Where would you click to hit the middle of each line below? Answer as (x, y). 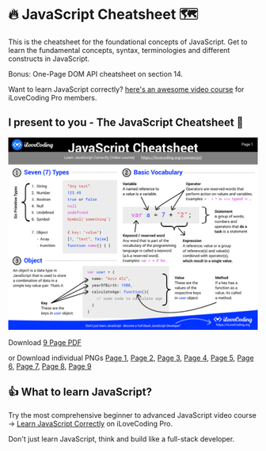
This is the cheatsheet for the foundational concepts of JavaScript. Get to (128, 42)
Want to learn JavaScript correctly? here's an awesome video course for (126, 89)
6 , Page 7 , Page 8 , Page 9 (50, 366)
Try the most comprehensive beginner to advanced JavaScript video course (133, 415)
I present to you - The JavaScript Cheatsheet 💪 (126, 123)
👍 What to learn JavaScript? (80, 392)
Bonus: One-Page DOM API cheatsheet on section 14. (96, 74)
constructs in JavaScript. (49, 59)
